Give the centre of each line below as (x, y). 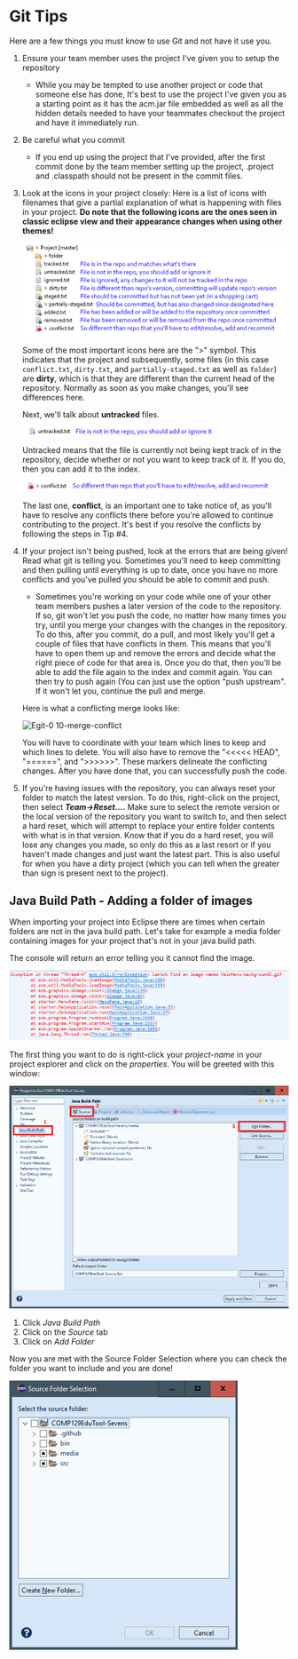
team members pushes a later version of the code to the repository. (158, 606)
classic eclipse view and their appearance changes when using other (152, 221)
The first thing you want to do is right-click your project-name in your (136, 1055)
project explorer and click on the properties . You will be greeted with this (142, 1064)
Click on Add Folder (58, 1342)
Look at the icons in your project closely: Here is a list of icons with (145, 193)
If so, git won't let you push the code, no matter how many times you (161, 615)
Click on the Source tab (65, 1332)
